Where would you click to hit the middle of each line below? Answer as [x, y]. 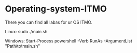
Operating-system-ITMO [56, 9]
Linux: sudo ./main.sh [26, 31]
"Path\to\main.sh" [22, 46]
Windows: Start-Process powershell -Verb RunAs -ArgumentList [69, 41]
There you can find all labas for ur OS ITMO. [49, 22]
